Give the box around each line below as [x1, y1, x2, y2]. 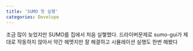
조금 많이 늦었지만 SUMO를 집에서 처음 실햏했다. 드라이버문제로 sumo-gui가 [6, 30, 182, 38]
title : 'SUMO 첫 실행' [6, 8, 58, 15]
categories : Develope [6, 14, 60, 20]
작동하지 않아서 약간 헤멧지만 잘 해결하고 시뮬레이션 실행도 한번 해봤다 [17, 38, 178, 45]
